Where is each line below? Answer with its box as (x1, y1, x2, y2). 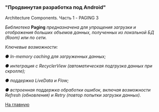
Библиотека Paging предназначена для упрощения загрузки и (5, 24, 136, 30)
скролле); (5, 68, 26, 74)
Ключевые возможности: (5, 44, 58, 50)
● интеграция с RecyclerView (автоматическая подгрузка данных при (5, 63, 153, 69)
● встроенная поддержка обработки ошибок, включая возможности (5, 87, 151, 93)
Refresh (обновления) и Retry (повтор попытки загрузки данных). (5, 92, 141, 98)
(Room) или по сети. (5, 35, 47, 40)
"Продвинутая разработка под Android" (5, 4, 106, 11)
